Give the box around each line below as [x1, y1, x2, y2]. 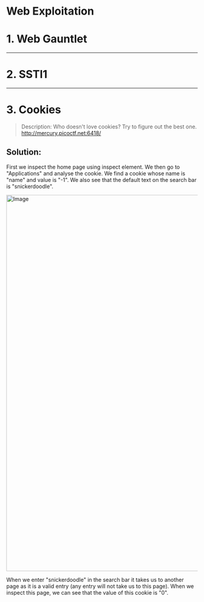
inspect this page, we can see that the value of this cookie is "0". [6, 589, 169, 596]
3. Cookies [6, 103, 61, 117]
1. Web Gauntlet [6, 32, 87, 46]
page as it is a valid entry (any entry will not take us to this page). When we [6, 583, 194, 590]
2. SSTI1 [6, 68, 47, 82]
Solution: [6, 147, 41, 158]
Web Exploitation [6, 4, 94, 18]
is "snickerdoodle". [6, 183, 53, 190]
